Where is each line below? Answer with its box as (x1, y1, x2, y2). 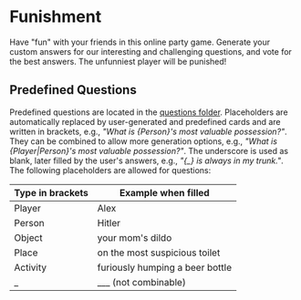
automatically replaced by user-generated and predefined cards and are (9, 116, 281, 127)
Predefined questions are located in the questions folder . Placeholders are (9, 107, 289, 118)
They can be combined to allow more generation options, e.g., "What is (9, 135, 278, 147)
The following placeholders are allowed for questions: (9, 164, 212, 175)
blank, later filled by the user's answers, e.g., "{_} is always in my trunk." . (9, 155, 285, 166)
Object (14, 231, 43, 243)
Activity (14, 261, 47, 274)
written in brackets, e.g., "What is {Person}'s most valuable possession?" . (9, 126, 287, 137)
